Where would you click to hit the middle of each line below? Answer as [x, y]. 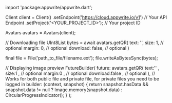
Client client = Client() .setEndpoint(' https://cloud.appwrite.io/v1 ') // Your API [86, 17]
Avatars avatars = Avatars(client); [41, 33]
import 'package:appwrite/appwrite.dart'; [49, 7]
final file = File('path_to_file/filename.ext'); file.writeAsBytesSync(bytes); [82, 58]
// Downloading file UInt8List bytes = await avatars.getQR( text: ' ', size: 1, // [84, 43]
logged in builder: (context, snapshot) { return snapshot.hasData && [77, 84]
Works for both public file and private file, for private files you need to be [82, 79]
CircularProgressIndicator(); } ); [39, 95]
